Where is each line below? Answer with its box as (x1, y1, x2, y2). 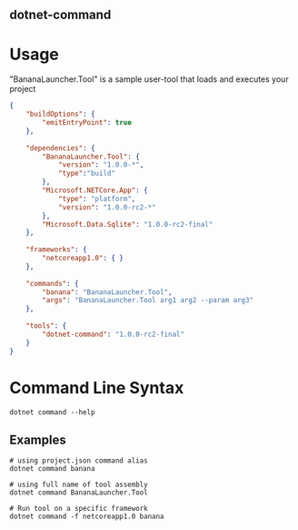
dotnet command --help (9, 407, 95, 417)
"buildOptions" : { (25, 109, 95, 119)
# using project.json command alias (9, 456, 148, 465)
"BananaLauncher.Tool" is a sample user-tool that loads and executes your (9, 74, 289, 85)
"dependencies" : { (25, 143, 95, 153)
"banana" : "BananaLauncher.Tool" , (42, 287, 173, 297)
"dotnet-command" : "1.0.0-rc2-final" (42, 330, 184, 339)
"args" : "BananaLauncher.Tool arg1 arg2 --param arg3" (42, 296, 254, 305)
